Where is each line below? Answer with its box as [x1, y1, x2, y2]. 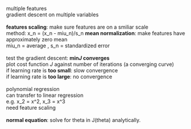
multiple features [6, 5, 47, 12]
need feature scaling [6, 104, 56, 111]
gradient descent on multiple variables [6, 11, 99, 18]
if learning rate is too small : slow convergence [6, 67, 118, 74]
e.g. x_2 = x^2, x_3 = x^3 [6, 98, 66, 104]
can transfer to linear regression [6, 92, 84, 99]
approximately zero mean [6, 36, 67, 43]
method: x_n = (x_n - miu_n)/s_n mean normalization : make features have [6, 30, 186, 37]
